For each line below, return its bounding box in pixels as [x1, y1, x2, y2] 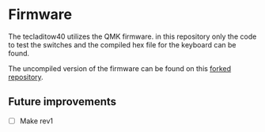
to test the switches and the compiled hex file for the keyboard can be [8, 40, 237, 49]
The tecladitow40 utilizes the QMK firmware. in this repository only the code [8, 32, 257, 41]
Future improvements [8, 95, 117, 108]
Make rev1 [19, 116, 54, 126]
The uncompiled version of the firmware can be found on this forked [8, 63, 232, 73]
